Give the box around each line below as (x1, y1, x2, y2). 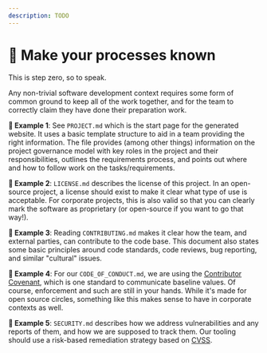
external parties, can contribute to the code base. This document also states (8, 236, 259, 246)
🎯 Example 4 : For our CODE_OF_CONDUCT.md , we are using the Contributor (8, 268, 242, 278)
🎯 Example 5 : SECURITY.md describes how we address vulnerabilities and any (8, 318, 259, 327)
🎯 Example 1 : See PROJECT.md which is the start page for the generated (8, 121, 239, 130)
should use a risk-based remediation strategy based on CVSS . (8, 335, 213, 344)
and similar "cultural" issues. (8, 253, 102, 263)
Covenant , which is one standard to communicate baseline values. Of (8, 277, 237, 287)
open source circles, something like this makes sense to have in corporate (8, 294, 252, 303)
